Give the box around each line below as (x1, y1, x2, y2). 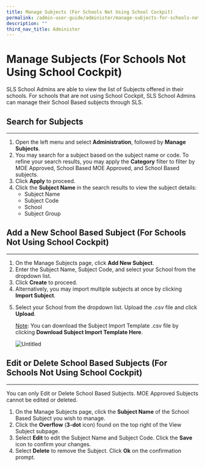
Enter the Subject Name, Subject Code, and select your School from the (15, 266, 196, 273)
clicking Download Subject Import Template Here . (15, 328, 143, 335)
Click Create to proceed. (15, 278, 77, 286)
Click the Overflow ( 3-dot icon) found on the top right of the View (15, 420, 182, 428)
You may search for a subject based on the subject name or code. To (15, 151, 189, 159)
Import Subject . (15, 291, 56, 299)
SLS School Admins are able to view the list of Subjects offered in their (6, 86, 184, 93)
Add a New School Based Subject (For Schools (6, 228, 186, 238)
